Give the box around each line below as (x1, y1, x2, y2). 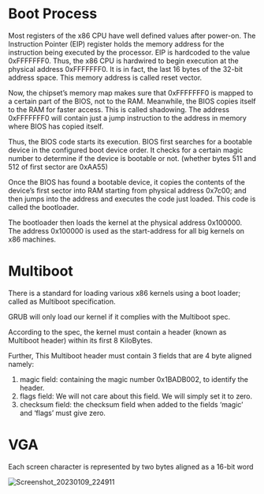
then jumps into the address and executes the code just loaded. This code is (8, 194, 256, 204)
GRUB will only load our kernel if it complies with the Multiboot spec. (8, 312, 231, 321)
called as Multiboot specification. (8, 297, 116, 306)
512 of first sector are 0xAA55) (8, 162, 109, 171)
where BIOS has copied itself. (8, 122, 104, 131)
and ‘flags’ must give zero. (19, 408, 106, 417)
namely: (8, 359, 34, 369)
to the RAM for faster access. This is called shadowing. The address (8, 104, 230, 114)
